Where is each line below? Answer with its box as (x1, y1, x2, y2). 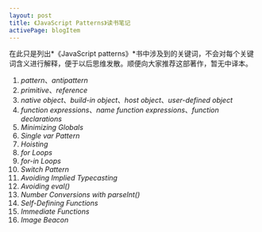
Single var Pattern (20, 131, 80, 141)
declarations (20, 114, 63, 124)
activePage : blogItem (9, 26, 81, 34)
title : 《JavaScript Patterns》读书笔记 (9, 19, 131, 27)
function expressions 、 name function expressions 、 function (20, 105, 219, 115)
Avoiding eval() (20, 181, 71, 191)
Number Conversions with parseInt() (20, 190, 141, 200)
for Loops (20, 148, 52, 158)
